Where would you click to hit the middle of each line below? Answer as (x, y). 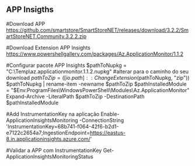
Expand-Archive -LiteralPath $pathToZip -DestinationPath (75, 96)
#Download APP (26, 23)
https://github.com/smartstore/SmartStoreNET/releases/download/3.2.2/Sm (97, 30)
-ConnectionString (102, 120)
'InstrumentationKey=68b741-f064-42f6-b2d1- (62, 126)
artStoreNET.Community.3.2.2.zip (46, 36)
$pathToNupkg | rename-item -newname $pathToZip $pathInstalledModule (96, 84)
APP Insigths (30, 10)
